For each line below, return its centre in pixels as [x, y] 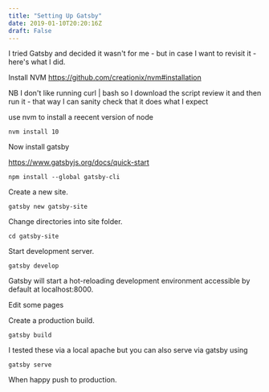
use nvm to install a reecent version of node [81, 117]
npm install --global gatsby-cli [64, 178]
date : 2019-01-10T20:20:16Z [55, 23]
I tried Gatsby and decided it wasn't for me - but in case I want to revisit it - [132, 54]
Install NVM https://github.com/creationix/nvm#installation [105, 78]
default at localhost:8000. [51, 289]
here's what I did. [37, 62]
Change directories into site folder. [65, 222]
